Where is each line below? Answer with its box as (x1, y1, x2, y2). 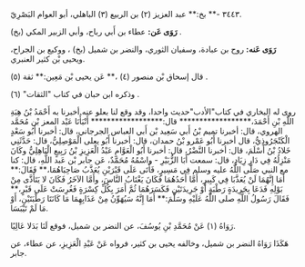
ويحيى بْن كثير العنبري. (10, 54, 86, 64)
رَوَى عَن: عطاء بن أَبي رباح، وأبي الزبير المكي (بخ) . (10, 26, 182, 36)
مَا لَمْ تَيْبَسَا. (10, 203, 49, 213)
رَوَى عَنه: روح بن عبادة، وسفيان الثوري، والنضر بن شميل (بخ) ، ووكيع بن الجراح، (10, 44, 277, 54)
